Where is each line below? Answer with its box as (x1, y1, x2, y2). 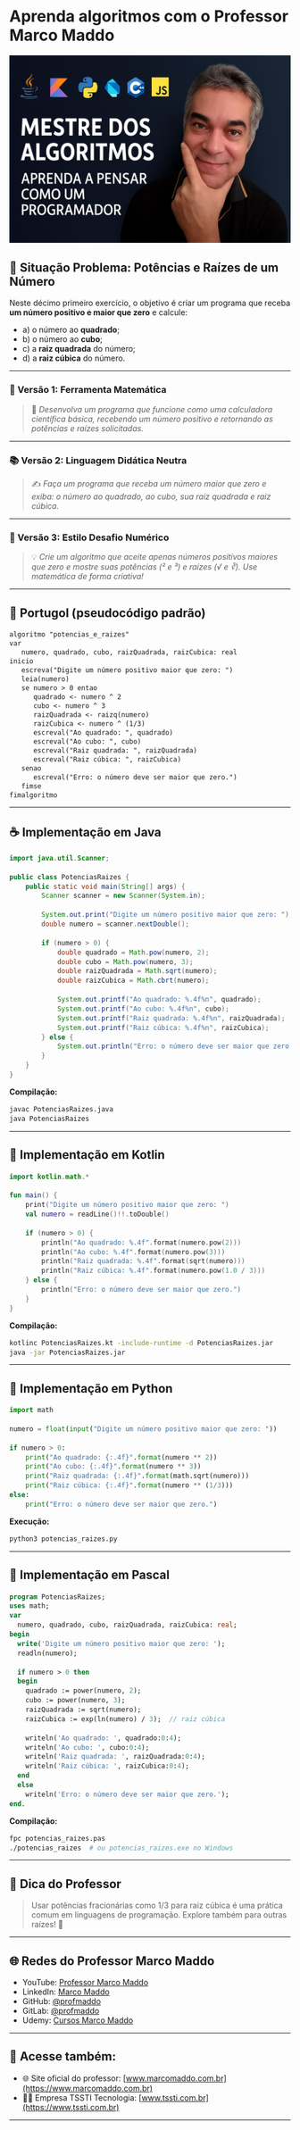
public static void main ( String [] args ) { (25, 882, 186, 891)
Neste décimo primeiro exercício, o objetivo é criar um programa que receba (9, 297, 291, 309)
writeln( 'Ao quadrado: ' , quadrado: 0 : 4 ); (25, 1734, 181, 1743)
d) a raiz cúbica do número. (21, 353, 126, 363)
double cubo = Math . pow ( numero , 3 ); (56, 957, 194, 966)
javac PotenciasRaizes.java (9, 1104, 114, 1113)
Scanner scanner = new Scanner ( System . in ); (41, 891, 205, 901)
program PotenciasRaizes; (9, 1592, 105, 1602)
